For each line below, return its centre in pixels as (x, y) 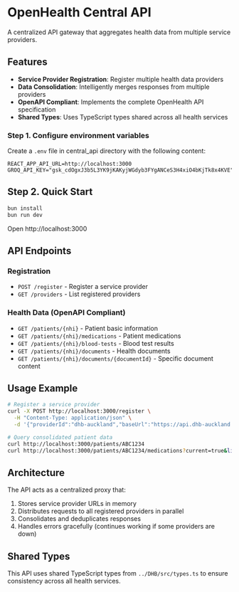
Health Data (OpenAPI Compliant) (67, 312)
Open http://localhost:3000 (47, 228)
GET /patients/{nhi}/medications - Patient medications (99, 336)
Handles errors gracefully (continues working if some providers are (116, 527)
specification (37, 109)
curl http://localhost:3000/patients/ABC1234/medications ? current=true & (117, 450)
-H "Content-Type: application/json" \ (73, 418)
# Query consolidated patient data (60, 437)
